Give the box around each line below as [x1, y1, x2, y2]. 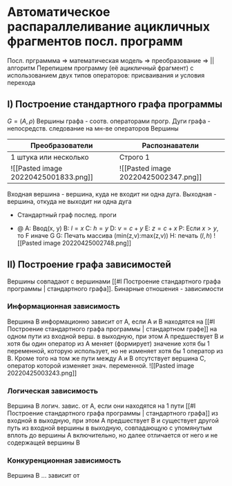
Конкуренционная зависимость [7, 456, 122, 465]
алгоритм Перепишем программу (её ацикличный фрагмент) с [7, 64, 194, 72]
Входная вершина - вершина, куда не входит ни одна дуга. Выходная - [7, 189, 217, 198]
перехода [7, 78, 36, 86]
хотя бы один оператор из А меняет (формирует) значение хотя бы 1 [7, 339, 211, 348]
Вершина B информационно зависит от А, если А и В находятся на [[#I [7, 317, 215, 326]
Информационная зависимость [7, 301, 121, 311]
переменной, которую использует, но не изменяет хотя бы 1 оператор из [7, 346, 223, 355]
